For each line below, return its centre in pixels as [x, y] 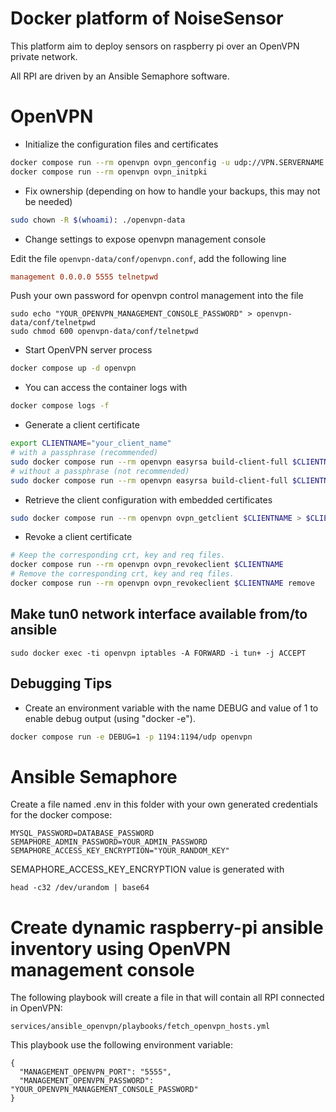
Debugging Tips [61, 683]
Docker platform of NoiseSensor [147, 18]
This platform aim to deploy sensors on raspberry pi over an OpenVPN [155, 46]
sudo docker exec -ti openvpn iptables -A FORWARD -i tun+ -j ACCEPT [158, 653]
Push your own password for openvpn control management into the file [157, 296]
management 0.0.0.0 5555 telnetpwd [84, 277]
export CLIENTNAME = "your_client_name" [91, 443]
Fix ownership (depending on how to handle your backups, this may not [172, 191]
